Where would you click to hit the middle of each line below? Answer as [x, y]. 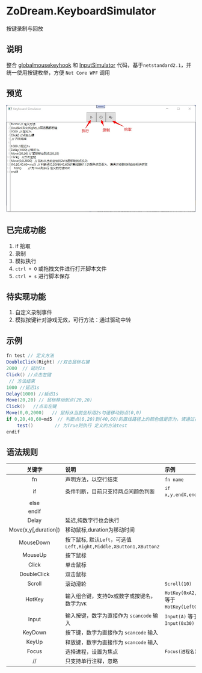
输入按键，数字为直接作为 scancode [109, 616]
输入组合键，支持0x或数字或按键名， [111, 596]
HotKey [35, 600]
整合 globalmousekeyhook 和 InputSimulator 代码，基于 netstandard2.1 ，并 [99, 65]
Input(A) [175, 616]
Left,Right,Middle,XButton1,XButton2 [112, 547]
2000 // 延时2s [26, 368]
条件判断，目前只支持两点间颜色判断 [110, 491]
